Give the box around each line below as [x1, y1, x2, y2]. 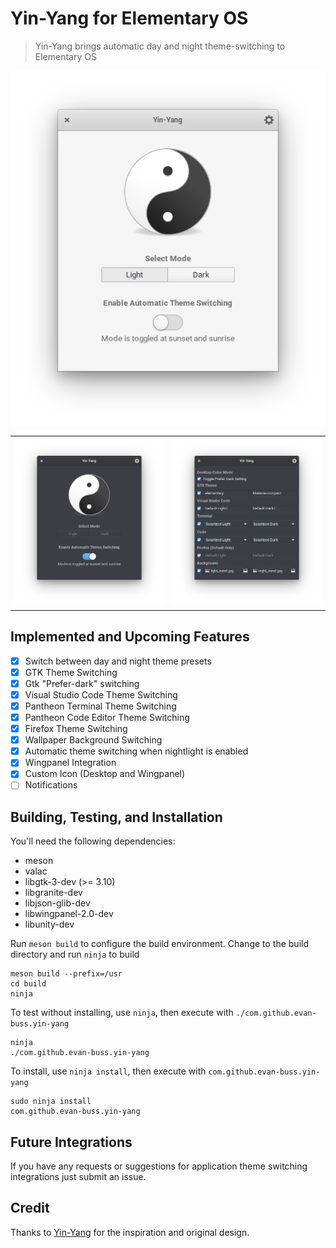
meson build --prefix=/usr [10, 969, 123, 979]
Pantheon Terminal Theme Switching [24, 700, 177, 712]
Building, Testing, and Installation [10, 808, 223, 826]
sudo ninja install [10, 1097, 92, 1107]
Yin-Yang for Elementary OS [10, 7, 249, 30]
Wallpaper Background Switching [24, 734, 163, 746]
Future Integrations [10, 1133, 133, 1151]
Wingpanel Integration [24, 757, 117, 769]
